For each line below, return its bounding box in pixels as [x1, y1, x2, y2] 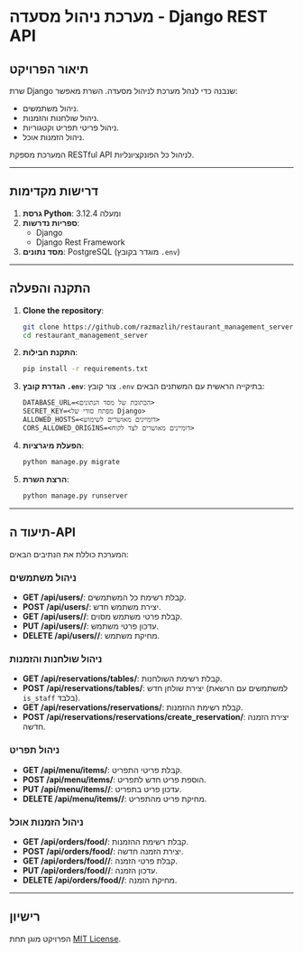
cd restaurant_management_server [22, 331, 149, 340]
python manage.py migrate [22, 458, 120, 467]
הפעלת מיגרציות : [22, 440, 85, 451]
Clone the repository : [22, 304, 105, 315]
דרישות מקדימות [9, 183, 99, 200]
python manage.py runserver [22, 491, 128, 500]
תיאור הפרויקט [9, 61, 88, 77]
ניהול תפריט [9, 743, 60, 756]
